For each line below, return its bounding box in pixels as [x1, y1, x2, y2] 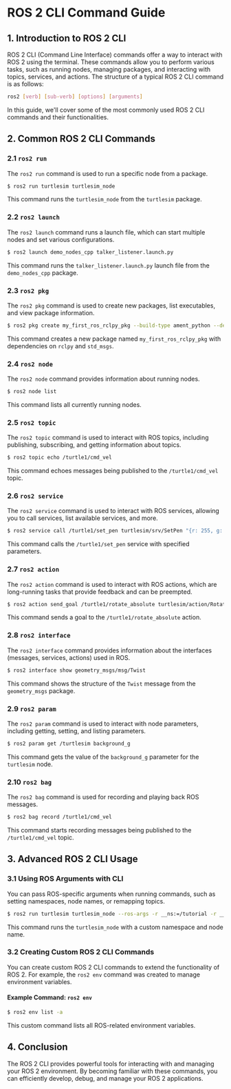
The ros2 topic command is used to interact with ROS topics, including [7, 433, 209, 442]
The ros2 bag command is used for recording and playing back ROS [7, 793, 199, 801]
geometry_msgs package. [7, 686, 76, 695]
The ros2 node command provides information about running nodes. [7, 374, 201, 383]
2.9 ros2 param [7, 703, 56, 713]
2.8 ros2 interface [7, 630, 71, 640]
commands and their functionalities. [7, 112, 109, 121]
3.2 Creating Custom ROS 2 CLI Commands [7, 947, 155, 957]
